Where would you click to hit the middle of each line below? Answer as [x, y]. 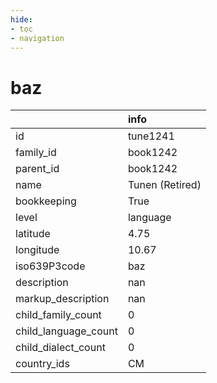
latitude [33, 234]
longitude [37, 250]
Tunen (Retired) [164, 185]
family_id [36, 153]
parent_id [37, 169]
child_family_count [58, 315]
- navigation [37, 38]
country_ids [42, 364]
